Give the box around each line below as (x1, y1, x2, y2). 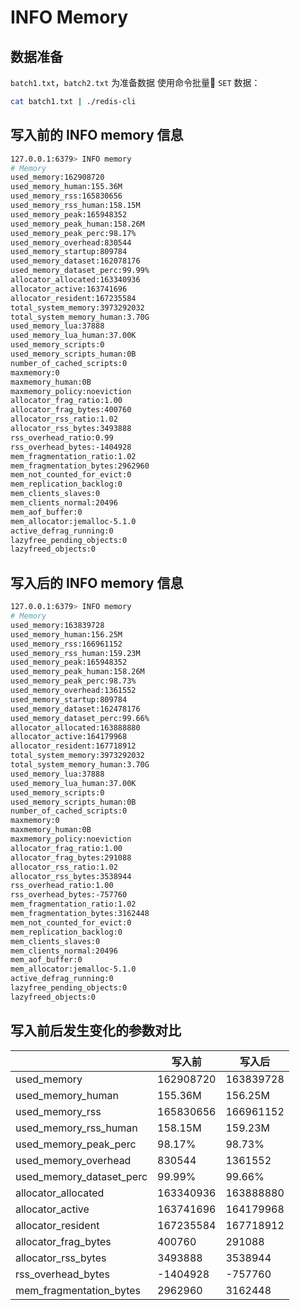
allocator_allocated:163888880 (10, 722, 141, 733)
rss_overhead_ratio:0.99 (10, 432, 114, 443)
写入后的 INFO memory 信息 (10, 574, 184, 591)
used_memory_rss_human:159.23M (10, 648, 141, 658)
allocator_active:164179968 (10, 732, 128, 742)
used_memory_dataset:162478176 (10, 704, 141, 714)
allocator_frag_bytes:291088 (10, 852, 132, 863)
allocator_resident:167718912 (10, 741, 137, 751)
